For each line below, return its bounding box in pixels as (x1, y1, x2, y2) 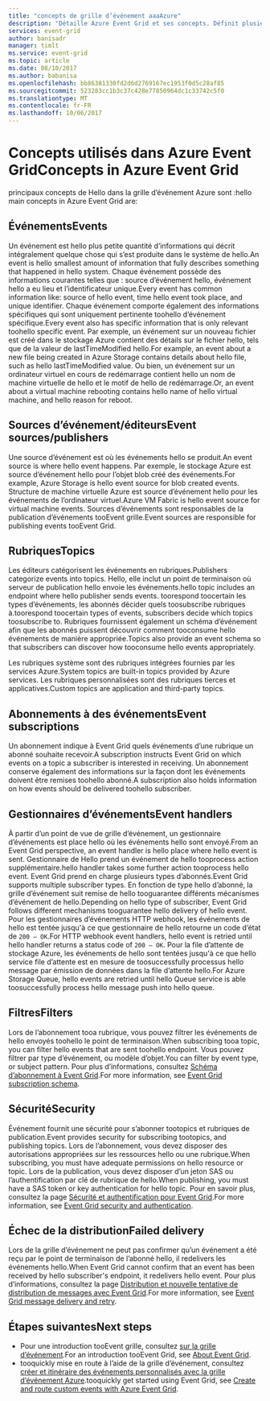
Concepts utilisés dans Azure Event (8, 144, 252, 162)
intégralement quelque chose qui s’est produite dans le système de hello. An (8, 249, 260, 259)
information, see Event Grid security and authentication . (8, 1200, 194, 1210)
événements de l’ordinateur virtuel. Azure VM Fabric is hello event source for (8, 495, 260, 504)
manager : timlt (8, 42, 59, 50)
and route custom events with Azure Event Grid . (19, 1384, 179, 1394)
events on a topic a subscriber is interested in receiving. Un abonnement (8, 758, 249, 768)
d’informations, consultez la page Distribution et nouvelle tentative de (8, 1279, 239, 1289)
